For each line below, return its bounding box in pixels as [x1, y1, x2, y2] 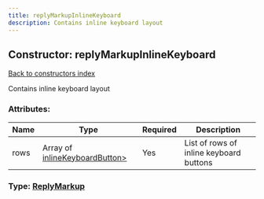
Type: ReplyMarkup [8, 180, 85, 191]
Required [141, 123, 177, 135]
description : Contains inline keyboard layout [8, 19, 163, 27]
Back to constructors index [8, 68, 96, 79]
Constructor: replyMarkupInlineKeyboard [8, 48, 216, 61]
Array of [42, 142, 73, 153]
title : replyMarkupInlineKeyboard [8, 11, 122, 20]
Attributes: [8, 104, 51, 115]
